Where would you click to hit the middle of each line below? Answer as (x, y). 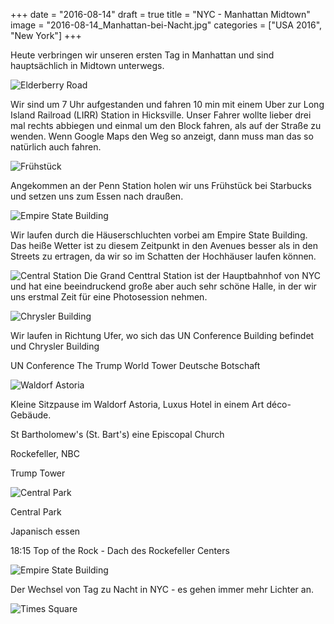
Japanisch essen (45, 531)
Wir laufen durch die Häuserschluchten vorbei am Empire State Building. (159, 235)
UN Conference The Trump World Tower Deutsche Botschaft (135, 365)
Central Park (36, 512)
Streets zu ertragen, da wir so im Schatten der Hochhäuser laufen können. (163, 256)
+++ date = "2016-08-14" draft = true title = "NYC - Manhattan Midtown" (160, 14)
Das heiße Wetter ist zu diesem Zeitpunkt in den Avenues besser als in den (164, 245)
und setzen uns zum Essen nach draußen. (97, 196)
